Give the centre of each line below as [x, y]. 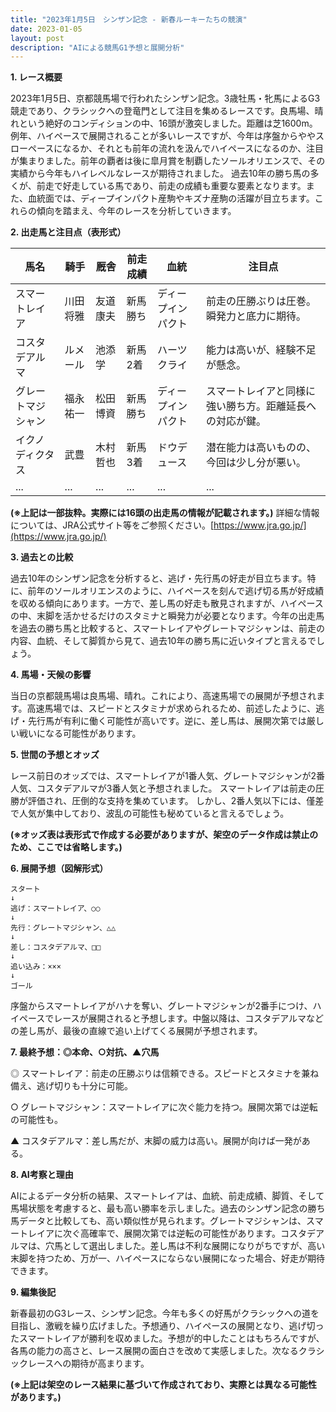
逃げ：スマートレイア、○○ [55, 909]
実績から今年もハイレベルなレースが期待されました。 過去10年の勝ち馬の [160, 173]
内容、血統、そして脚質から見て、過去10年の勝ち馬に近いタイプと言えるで [163, 641]
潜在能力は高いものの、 [261, 448]
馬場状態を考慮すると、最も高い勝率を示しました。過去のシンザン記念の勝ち [168, 1208]
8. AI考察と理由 [42, 1175]
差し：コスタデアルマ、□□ [56, 947]
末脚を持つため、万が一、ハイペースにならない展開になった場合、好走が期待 [168, 1258]
